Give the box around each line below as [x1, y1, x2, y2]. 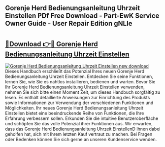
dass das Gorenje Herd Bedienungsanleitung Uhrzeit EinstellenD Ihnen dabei [5, 126, 161, 132]
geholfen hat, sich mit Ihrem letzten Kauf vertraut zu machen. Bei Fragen [5, 131, 153, 137]
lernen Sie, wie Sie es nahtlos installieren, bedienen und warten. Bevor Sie [5, 79, 156, 84]
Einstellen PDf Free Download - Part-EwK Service [5, 12, 160, 20]
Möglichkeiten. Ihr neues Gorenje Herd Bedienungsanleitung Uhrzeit [5, 105, 144, 110]
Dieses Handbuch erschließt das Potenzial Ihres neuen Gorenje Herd [5, 69, 144, 74]
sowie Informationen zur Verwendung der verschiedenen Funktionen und [5, 100, 154, 106]
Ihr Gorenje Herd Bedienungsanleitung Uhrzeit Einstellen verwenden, [5, 84, 145, 90]
